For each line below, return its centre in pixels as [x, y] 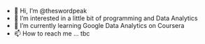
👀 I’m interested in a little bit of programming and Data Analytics [106, 18]
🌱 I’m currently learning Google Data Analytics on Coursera [99, 25]
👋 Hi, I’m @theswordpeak [50, 11]
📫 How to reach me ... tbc [52, 34]
